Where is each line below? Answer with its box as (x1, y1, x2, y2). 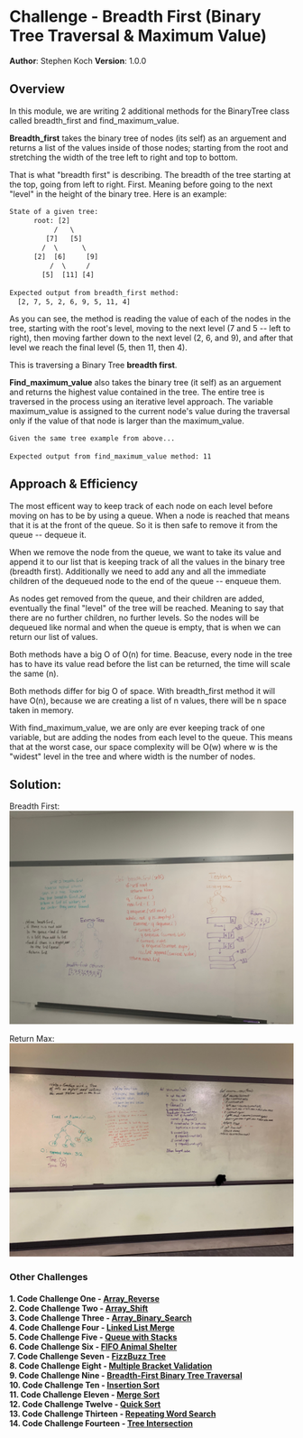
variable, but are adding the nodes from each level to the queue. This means (9, 731, 293, 742)
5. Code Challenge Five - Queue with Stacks (9, 1331, 178, 1342)
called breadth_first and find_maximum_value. (9, 115, 179, 125)
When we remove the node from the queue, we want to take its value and (9, 546, 281, 557)
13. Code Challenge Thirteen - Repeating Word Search (9, 1408, 216, 1419)
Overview (9, 81, 66, 97)
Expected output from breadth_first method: (9, 288, 179, 297)
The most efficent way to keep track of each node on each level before (9, 500, 273, 511)
